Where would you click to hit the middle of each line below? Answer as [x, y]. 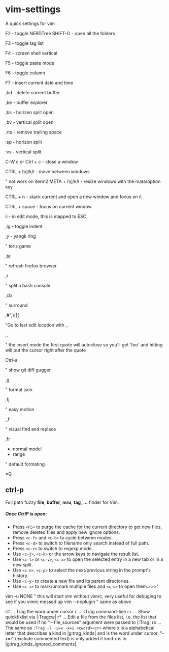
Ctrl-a [11, 360]
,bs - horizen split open [30, 112]
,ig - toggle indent [24, 226]
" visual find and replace [31, 429]
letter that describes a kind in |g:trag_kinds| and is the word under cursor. [82, 633]
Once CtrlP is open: [26, 514]
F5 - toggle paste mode [30, 63]
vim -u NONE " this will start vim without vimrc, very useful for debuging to [83, 596]
